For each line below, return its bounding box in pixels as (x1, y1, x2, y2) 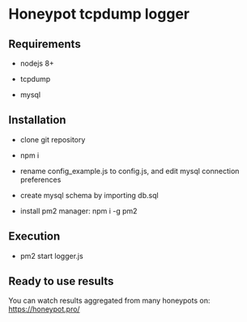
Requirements (8, 37, 81, 51)
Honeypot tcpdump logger (8, 5, 190, 23)
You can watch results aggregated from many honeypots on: (8, 296, 211, 306)
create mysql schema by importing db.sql (19, 190, 160, 200)
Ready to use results (8, 274, 114, 288)
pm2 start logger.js (19, 251, 83, 261)
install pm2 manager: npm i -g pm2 (19, 205, 138, 215)
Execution (8, 230, 61, 244)
